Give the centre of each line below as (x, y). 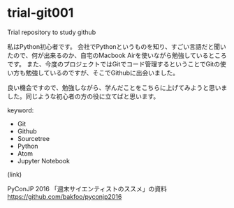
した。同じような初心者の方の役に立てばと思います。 (83, 96)
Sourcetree (34, 138)
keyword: (21, 110)
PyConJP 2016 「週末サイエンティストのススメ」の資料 (87, 188)
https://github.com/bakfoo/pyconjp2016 (65, 196)
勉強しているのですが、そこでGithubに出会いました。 (102, 73)
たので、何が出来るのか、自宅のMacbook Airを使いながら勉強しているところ (117, 55)
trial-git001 (41, 13)
